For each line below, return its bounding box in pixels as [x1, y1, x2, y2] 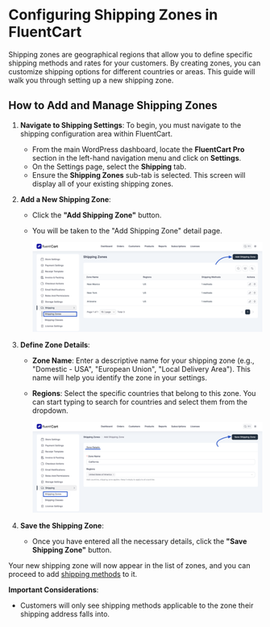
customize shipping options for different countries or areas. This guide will [8, 66, 255, 76]
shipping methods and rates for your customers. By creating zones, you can [8, 58, 261, 68]
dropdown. [31, 406, 69, 415]
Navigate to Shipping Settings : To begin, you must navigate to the [19, 120, 242, 130]
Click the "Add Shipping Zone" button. [31, 210, 162, 220]
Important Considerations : [8, 585, 99, 595]
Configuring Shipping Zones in [8, 6, 218, 24]
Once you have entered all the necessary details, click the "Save [31, 537, 247, 546]
